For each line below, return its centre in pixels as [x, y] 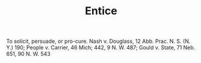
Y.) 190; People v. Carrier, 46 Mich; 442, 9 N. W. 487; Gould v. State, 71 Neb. [101, 48]
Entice [101, 11]
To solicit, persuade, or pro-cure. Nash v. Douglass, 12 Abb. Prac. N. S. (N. [98, 41]
